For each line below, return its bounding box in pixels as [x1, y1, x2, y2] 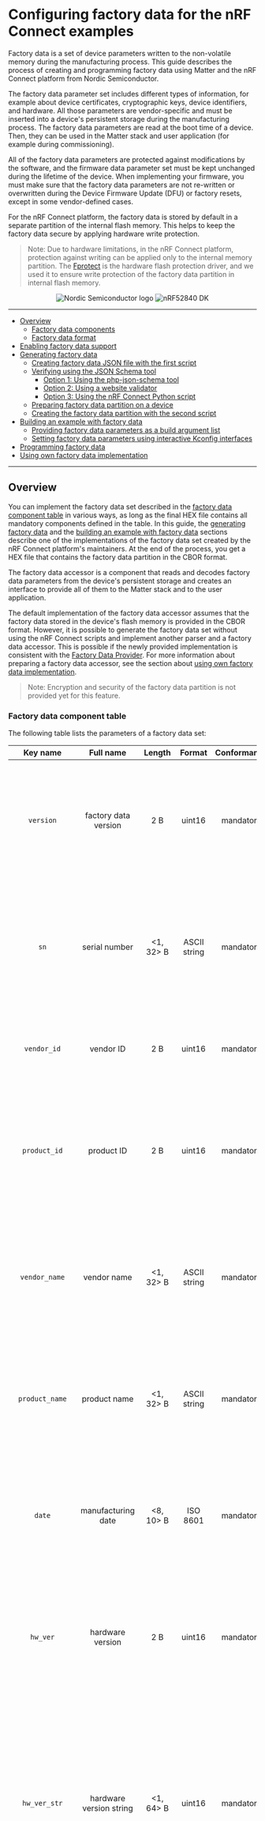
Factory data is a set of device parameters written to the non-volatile [8, 48, 231, 58]
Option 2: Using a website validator [43, 383, 158, 392]
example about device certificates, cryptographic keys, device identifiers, [8, 97, 248, 107]
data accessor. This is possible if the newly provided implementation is [8, 642, 238, 651]
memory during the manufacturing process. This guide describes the [8, 57, 233, 66]
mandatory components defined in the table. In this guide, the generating [8, 518, 246, 528]
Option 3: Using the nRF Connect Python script [43, 392, 196, 401]
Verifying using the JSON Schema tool [31, 366, 156, 376]
